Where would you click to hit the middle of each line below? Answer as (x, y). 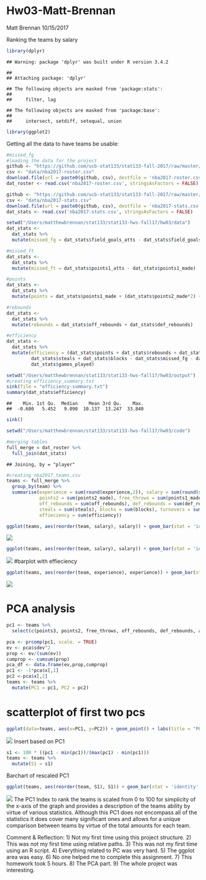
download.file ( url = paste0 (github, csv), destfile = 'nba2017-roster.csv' (105, 178)
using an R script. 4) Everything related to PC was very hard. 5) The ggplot (101, 851)
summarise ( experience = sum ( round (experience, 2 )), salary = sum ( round (104, 492)
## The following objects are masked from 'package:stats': (85, 89)
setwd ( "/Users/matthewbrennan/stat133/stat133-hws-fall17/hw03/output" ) (101, 375)
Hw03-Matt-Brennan (61, 11)
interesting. (21, 870)
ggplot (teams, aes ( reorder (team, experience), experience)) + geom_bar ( (101, 573)
